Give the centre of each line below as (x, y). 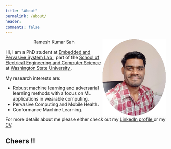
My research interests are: (33, 78)
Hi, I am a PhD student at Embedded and (48, 52)
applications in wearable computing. (51, 99)
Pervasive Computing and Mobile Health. (56, 104)
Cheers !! (20, 141)
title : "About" (21, 11)
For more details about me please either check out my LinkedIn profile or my (86, 119)
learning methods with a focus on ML (52, 93)
